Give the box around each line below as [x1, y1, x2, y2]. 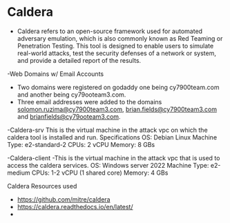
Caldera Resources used [7, 182, 77, 190]
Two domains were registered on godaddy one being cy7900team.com [17, 83, 220, 91]
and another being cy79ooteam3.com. [17, 90, 126, 99]
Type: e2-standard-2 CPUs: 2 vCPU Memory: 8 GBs [7, 140, 155, 148]
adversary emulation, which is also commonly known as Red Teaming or [17, 34, 223, 42]
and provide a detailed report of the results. [17, 56, 142, 64]
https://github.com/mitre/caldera [17, 195, 111, 204]
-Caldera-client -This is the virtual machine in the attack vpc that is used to [7, 153, 220, 162]
